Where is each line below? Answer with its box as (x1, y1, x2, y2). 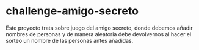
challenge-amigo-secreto (5, 4, 139, 18)
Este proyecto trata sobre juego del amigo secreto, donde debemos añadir (5, 24, 193, 31)
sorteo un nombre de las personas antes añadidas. (5, 37, 134, 44)
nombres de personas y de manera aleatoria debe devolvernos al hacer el (5, 30, 192, 37)
